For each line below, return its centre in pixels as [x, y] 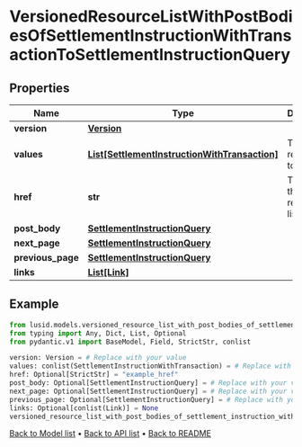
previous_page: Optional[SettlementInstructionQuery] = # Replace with [146, 399]
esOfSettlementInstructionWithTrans [151, 36]
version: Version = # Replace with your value [98, 358]
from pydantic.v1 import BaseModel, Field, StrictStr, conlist [130, 342]
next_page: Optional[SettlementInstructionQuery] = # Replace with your [148, 391]
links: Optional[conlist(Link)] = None [84, 408]
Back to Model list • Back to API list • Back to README [110, 434]
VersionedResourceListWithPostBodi [151, 17]
